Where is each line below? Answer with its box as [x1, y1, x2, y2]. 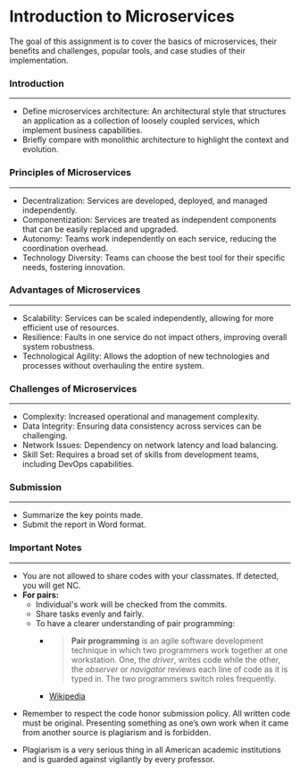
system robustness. [21, 341, 96, 352]
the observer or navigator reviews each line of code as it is [71, 664, 288, 675]
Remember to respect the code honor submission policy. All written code [21, 708, 291, 718]
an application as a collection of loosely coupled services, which [21, 115, 261, 126]
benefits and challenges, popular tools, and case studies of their [9, 45, 246, 55]
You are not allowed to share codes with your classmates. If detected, [21, 570, 279, 581]
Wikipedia [48, 691, 87, 701]
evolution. [21, 144, 60, 155]
